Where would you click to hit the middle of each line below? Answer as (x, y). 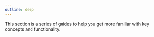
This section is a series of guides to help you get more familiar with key (77, 24)
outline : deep (20, 10)
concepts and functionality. (33, 29)
